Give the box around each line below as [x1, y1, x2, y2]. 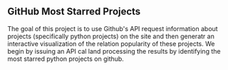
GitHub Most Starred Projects [7, 6, 141, 18]
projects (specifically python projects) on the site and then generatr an [7, 32, 215, 40]
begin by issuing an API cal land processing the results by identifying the [7, 47, 221, 55]
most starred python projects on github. [7, 54, 125, 63]
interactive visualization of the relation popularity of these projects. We [7, 39, 215, 48]
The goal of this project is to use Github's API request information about [7, 24, 219, 33]
